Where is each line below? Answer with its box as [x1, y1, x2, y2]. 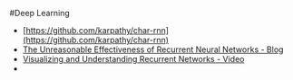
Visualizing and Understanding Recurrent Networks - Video [22, 54, 245, 64]
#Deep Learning [9, 8, 70, 18]
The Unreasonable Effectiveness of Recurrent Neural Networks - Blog [22, 44, 284, 55]
